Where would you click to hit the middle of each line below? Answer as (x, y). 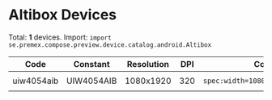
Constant (92, 64)
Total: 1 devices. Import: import (60, 37)
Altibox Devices (63, 15)
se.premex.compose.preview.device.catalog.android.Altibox (110, 45)
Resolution (148, 64)
